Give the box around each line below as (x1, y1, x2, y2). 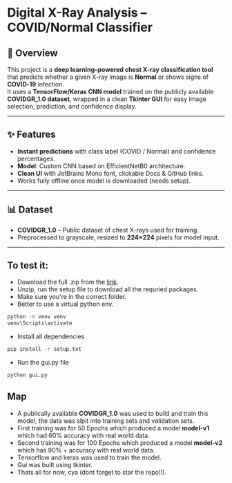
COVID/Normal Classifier (7, 19, 153, 35)
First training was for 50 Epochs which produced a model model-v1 (17, 423, 209, 432)
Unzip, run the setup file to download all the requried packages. (17, 285, 199, 293)
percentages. (17, 154, 55, 163)
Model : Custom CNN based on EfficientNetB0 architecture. (17, 161, 186, 170)
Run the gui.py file (17, 358, 69, 367)
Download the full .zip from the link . (17, 278, 119, 286)
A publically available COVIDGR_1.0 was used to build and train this (17, 409, 209, 417)
